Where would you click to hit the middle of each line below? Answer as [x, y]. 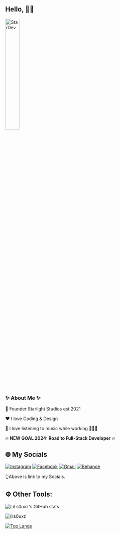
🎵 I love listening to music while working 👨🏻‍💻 [51, 429]
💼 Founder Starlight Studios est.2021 [43, 409]
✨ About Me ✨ [23, 398]
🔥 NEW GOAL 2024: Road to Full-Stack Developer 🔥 [60, 438]
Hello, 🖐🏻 [20, 9]
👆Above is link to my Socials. [35, 477]
